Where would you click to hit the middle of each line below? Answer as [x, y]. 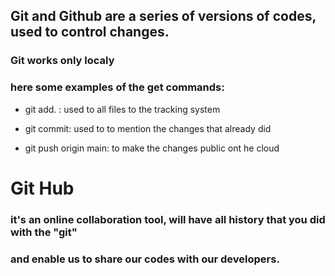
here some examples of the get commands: [117, 87]
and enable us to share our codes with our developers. [145, 259]
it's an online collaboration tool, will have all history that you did [168, 219]
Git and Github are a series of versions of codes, [163, 16]
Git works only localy [62, 61]
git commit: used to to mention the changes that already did [148, 128]
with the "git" [44, 232]
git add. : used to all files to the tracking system [122, 109]
